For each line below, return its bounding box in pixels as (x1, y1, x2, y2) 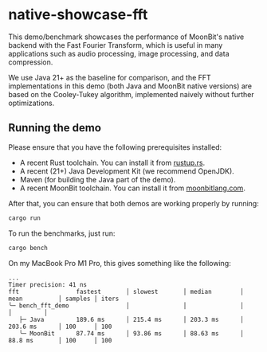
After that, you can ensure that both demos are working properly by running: (8, 198, 259, 208)
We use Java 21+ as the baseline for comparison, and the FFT (8, 72, 211, 82)
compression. (8, 57, 53, 67)
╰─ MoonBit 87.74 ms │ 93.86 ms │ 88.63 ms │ (18, 329, 245, 338)
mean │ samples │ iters (8, 295, 120, 303)
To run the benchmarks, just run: (8, 229, 116, 238)
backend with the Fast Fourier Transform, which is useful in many (8, 40, 223, 49)
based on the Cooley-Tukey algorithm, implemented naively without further (8, 89, 254, 99)
